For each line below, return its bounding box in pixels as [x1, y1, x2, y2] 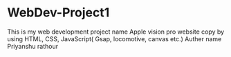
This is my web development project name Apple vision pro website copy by [7, 27, 225, 36]
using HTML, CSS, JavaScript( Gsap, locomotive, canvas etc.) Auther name [7, 34, 222, 43]
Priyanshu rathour [7, 42, 59, 50]
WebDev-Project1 [7, 5, 110, 21]
